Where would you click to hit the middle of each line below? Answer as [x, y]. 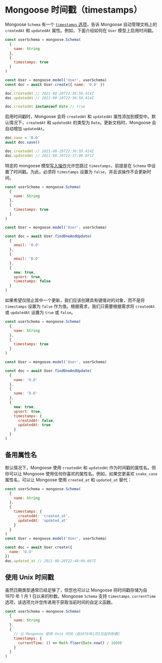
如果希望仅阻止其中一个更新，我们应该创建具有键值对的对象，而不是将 [75, 300]
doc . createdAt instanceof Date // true [45, 107]
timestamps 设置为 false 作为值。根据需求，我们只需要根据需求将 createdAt [80, 306]
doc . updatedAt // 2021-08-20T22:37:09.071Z [50, 156]
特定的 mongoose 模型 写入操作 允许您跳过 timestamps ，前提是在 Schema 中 [78, 165]
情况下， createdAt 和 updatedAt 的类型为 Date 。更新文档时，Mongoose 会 [82, 122]
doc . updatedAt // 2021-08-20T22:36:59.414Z [50, 98]
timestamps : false [32, 281]
